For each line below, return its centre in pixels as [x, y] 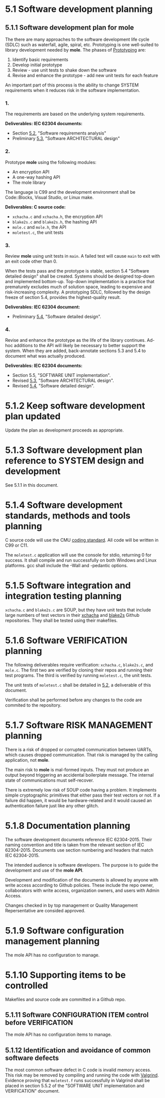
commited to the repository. [33, 705]
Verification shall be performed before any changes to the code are [74, 700]
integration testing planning [63, 596]
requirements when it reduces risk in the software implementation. [73, 90]
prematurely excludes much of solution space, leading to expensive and [78, 287]
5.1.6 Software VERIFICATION [66, 640]
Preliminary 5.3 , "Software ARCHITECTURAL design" [66, 139]
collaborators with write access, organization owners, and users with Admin [82, 890]
